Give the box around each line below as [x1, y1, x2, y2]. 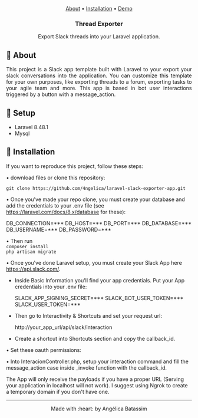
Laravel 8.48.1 [14, 123, 48, 130]
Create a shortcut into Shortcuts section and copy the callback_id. [14, 335, 176, 342]
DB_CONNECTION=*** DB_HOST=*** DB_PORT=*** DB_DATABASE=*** [6, 219, 192, 226]
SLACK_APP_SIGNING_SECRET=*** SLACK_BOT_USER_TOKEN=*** [14, 294, 184, 301]
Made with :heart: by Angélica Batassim [51, 405, 147, 412]
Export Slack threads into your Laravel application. [38, 33, 160, 40]
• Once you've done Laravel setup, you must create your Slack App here [6, 259, 183, 266]
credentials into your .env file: [14, 283, 87, 290]
